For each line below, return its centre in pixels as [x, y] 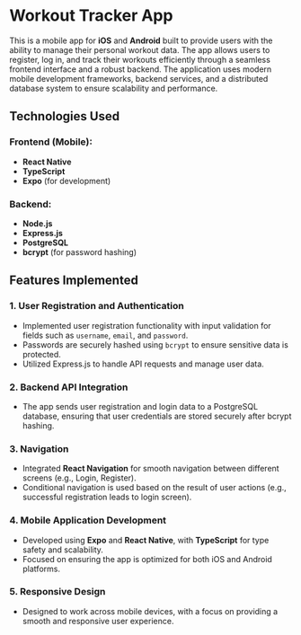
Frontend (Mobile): [51, 142]
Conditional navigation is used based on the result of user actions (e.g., [155, 488]
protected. [41, 354]
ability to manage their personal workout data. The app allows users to [140, 49]
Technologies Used [64, 116]
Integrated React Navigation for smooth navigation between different [151, 469]
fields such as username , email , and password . [105, 335]
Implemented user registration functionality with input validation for [146, 325]
